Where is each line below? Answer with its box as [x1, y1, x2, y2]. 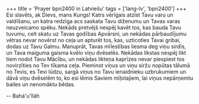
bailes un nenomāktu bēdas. [6, 81, 75, 88]
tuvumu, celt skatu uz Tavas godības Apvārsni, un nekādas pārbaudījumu [6, 30, 187, 37]
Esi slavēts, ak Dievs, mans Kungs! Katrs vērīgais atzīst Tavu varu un [6, 11, 173, 18]
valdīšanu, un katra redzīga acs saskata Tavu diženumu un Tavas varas [6, 18, 181, 24]
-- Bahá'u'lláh [6, 92, 40, 99]
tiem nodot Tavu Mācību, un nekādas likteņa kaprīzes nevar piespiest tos [6, 56, 185, 62]
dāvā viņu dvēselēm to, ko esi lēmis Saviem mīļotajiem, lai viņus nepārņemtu [6, 74, 194, 81]
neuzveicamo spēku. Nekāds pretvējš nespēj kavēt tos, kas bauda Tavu [6, 24, 182, 31]
